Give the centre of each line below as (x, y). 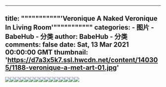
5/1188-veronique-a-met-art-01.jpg (61, 68)
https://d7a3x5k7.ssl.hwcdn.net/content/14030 (83, 60)
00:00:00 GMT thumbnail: (47, 52)
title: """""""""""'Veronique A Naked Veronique (81, 18)
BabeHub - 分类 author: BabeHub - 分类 (66, 37)
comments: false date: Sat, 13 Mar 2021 (67, 45)
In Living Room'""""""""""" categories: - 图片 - (80, 28)
